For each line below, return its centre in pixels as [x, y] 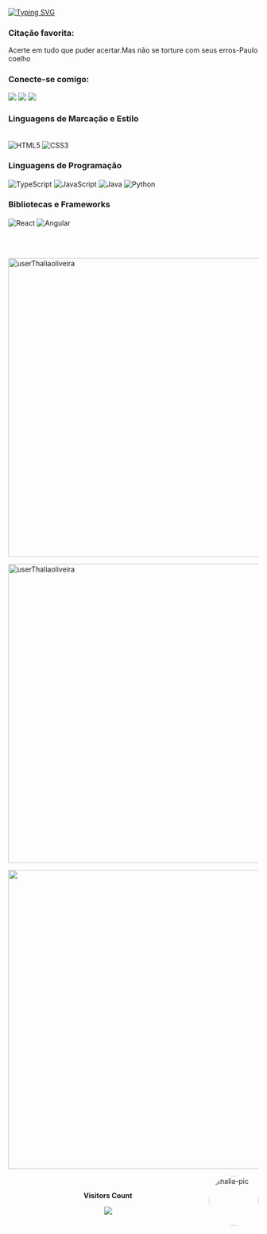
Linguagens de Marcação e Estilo [74, 118]
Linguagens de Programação [65, 166]
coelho [19, 59]
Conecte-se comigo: [49, 80]
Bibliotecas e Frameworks [59, 205]
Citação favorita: [41, 33]
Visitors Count [108, 1195]
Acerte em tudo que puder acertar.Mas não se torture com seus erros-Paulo [133, 50]
